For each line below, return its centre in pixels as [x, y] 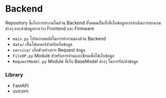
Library [14, 75]
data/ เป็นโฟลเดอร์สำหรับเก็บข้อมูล [42, 44]
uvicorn [20, 91]
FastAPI [20, 86]
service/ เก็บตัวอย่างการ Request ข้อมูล [49, 50]
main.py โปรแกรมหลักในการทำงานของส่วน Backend [59, 38]
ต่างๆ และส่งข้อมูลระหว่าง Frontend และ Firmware [50, 28]
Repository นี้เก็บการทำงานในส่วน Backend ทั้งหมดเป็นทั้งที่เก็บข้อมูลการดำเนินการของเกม [83, 23]
